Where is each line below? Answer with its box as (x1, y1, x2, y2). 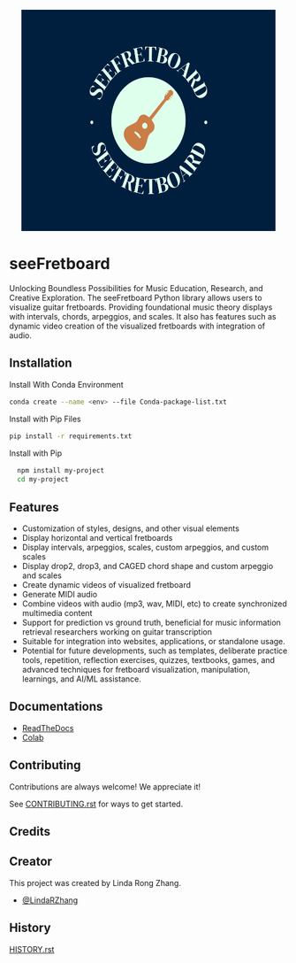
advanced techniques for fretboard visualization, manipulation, (21, 665, 250, 675)
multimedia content (21, 608, 93, 619)
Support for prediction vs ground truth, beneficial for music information (21, 617, 281, 628)
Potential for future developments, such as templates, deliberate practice (21, 645, 288, 656)
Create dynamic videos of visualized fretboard (21, 580, 192, 590)
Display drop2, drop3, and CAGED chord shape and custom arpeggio (21, 561, 274, 572)
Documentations (9, 699, 103, 714)
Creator (9, 854, 53, 869)
